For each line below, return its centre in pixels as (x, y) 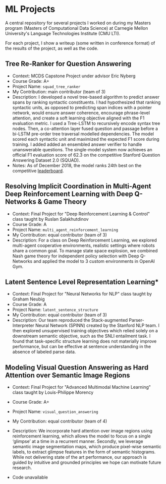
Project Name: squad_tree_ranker (46, 86)
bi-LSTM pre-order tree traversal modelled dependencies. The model (83, 134)
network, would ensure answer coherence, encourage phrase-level (81, 113)
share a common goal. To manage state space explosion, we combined (85, 250)
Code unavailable (30, 478)
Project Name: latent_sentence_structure (55, 310)
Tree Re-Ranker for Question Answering (68, 64)
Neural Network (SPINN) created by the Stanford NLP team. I (97, 325)
